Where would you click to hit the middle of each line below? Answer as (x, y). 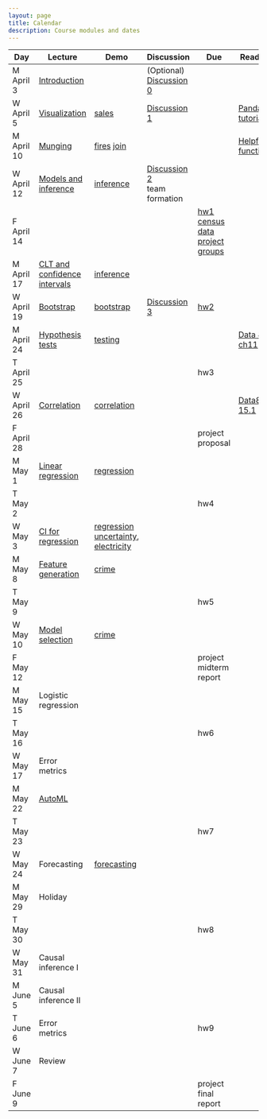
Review (52, 1061)
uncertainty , (117, 536)
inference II (60, 1001)
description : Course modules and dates (74, 30)
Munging (55, 146)
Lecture (62, 57)
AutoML (54, 799)
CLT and (54, 265)
